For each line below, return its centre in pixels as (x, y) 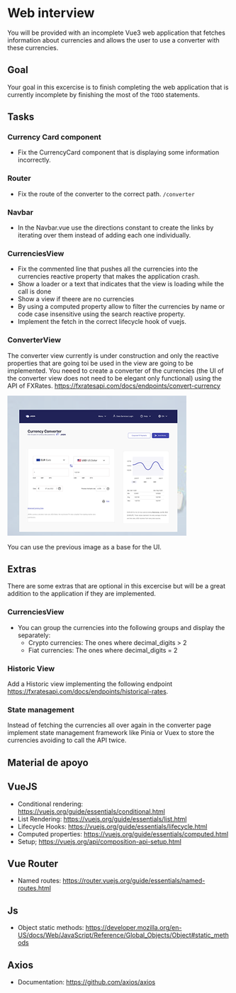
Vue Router (33, 864)
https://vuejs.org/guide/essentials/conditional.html (91, 811)
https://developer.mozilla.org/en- (134, 928)
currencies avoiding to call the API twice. (67, 740)
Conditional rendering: (50, 804)
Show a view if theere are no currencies (76, 299)
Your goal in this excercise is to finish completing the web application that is (118, 87)
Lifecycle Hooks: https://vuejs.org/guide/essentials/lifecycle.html (112, 826)
